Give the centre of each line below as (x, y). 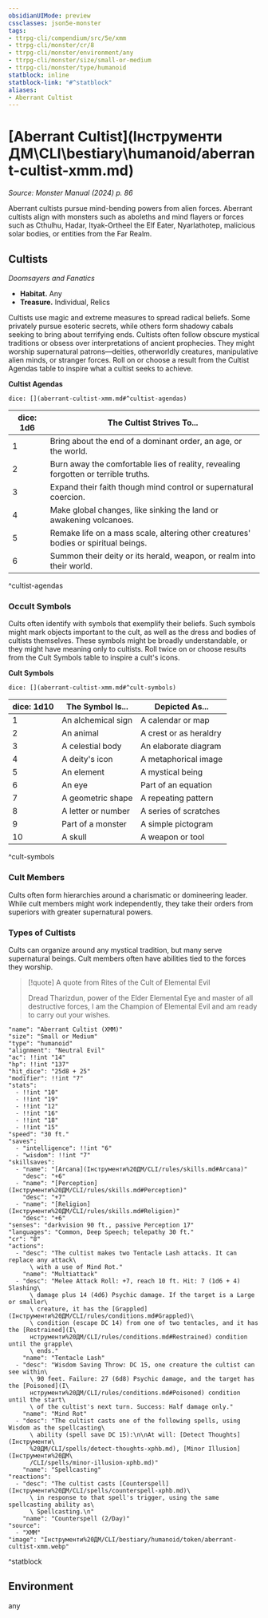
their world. (71, 566)
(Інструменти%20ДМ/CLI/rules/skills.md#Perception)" (98, 1190)
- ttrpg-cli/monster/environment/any (71, 53)
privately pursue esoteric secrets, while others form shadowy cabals (121, 326)
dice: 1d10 (33, 707)
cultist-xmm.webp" (39, 1546)
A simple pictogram (177, 824)
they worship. (31, 966)
